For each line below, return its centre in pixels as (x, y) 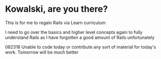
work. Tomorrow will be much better (42, 52)
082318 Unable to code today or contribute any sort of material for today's (80, 47)
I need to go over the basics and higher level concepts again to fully (74, 32)
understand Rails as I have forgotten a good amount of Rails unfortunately (80, 37)
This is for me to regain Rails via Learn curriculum (55, 23)
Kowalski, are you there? (57, 9)
